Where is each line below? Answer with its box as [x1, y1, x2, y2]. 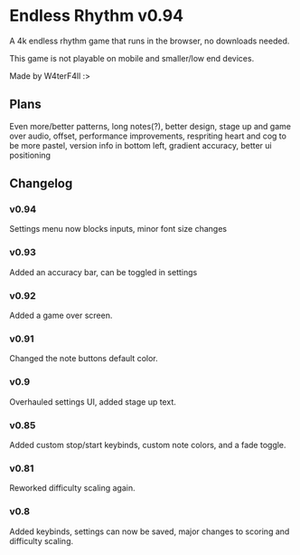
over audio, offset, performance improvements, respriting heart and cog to [9, 130, 287, 141]
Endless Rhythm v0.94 [9, 5, 183, 26]
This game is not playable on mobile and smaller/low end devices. [9, 53, 255, 63]
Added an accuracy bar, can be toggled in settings [9, 266, 198, 277]
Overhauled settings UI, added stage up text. [9, 396, 176, 407]
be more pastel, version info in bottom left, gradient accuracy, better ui [9, 139, 273, 150]
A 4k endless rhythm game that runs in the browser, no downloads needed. [9, 35, 290, 46]
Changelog [9, 176, 73, 191]
